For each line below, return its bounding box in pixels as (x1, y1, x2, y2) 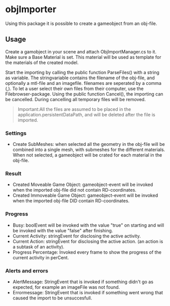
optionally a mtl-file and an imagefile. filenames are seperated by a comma (5, 80, 161, 86)
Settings (5, 130, 27, 137)
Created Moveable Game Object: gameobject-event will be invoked (12, 181, 153, 188)
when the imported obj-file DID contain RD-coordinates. (12, 198, 130, 204)
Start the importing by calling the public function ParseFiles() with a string (5, 69, 160, 75)
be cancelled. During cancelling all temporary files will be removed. (5, 96, 146, 102)
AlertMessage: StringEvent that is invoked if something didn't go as (12, 279, 154, 285)
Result (5, 170, 22, 177)
